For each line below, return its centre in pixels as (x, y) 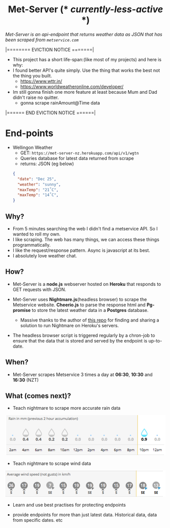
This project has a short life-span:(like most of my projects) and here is (87, 59)
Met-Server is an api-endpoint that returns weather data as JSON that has (84, 34)
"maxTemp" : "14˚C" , (38, 195)
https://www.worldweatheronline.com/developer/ (72, 86)
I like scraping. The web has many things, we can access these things (86, 239)
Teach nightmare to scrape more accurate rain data (66, 408)
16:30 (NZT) (26, 380)
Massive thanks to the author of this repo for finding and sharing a (90, 320)
